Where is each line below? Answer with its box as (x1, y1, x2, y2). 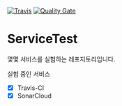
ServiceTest (7, 31, 78, 47)
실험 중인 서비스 (7, 70, 51, 78)
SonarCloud (17, 91, 52, 100)
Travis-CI (17, 84, 45, 92)
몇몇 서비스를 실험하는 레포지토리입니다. (7, 54, 116, 63)
